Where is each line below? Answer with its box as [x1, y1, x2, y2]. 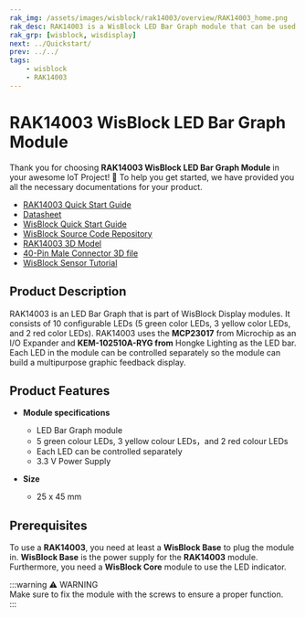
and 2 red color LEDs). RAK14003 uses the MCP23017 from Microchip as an [9, 327, 297, 338]
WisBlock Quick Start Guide [22, 218, 128, 229]
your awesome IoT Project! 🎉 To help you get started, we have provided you [9, 171, 295, 183]
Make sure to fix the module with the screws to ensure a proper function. [9, 589, 284, 600]
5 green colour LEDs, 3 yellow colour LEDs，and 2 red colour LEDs [36, 436, 289, 447]
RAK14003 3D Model [22, 238, 102, 249]
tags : [9, 56, 30, 65]
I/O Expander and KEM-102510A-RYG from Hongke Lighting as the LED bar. [9, 337, 297, 348]
